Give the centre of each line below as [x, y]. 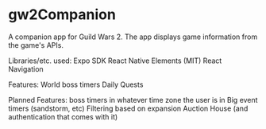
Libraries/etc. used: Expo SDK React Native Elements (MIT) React [115, 61]
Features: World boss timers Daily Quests [76, 84]
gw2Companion [62, 15]
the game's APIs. [36, 45]
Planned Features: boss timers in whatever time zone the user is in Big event [133, 100]
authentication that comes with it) [63, 116]
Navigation [26, 68]
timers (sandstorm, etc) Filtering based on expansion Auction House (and [128, 108]
